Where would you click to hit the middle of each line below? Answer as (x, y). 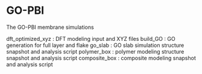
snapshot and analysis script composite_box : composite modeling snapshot (101, 58)
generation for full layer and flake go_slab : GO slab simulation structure (95, 45)
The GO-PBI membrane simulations (50, 27)
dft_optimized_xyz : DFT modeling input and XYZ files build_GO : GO (91, 39)
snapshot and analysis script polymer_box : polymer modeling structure (95, 51)
